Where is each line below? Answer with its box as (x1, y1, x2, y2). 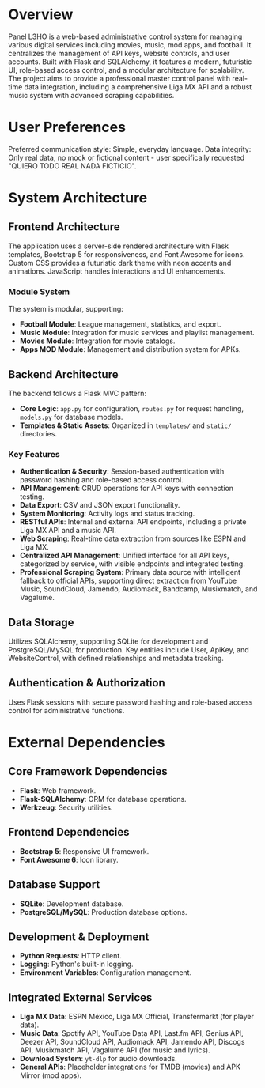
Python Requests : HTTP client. (19, 951, 123, 961)
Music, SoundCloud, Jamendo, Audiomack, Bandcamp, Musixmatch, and (19, 584, 258, 594)
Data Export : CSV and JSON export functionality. (19, 501, 180, 510)
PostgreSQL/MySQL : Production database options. (19, 907, 187, 916)
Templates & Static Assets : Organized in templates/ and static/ (19, 421, 232, 430)
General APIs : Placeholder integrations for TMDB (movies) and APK (19, 1062, 241, 1072)
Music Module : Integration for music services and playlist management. (19, 328, 255, 338)
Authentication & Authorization (8, 676, 166, 689)
